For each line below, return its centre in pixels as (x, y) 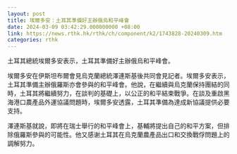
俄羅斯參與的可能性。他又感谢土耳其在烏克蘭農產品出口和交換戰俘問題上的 (121, 135)
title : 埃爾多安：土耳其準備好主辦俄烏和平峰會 (68, 20)
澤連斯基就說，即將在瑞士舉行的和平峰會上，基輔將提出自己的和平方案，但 (115, 126)
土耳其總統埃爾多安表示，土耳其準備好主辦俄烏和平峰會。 (91, 61)
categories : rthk (33, 40)
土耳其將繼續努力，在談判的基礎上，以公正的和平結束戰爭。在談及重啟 (121, 94)
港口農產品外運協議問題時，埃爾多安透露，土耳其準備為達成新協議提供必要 (121, 102)
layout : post (26, 14)
